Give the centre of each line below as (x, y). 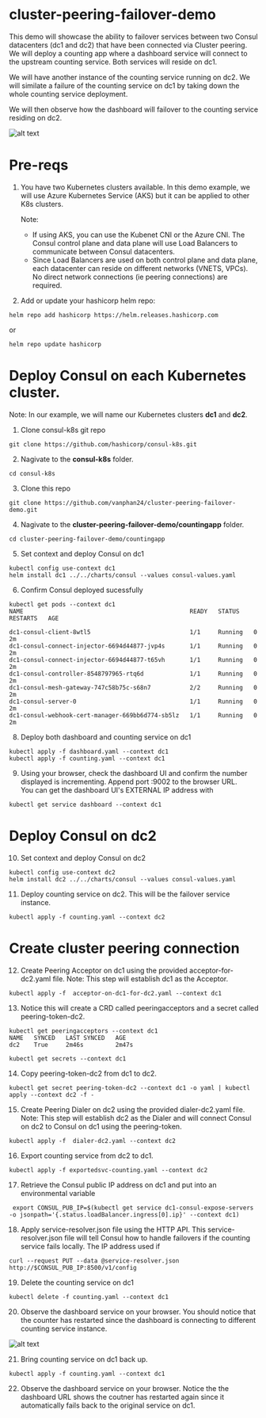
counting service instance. (64, 1328)
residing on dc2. (36, 117)
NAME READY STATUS (124, 611)
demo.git (23, 510)
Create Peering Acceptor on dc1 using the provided (104, 970)
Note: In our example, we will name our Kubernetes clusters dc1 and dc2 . (128, 415)
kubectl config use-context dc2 (62, 872)
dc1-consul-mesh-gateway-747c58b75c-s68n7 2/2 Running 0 (133, 687)
